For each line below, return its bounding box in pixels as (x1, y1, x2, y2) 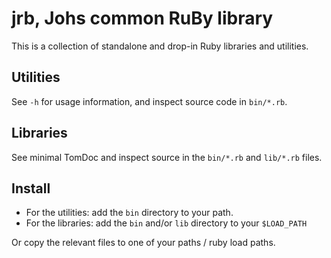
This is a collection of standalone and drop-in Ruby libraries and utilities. (11, 40, 309, 52)
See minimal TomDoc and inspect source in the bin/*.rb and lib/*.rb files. (11, 151, 323, 163)
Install (11, 180, 51, 197)
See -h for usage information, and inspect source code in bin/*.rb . (11, 95, 288, 107)
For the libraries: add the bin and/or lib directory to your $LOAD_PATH (25, 217, 308, 229)
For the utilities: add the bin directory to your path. (25, 207, 234, 219)
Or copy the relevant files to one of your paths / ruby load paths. (11, 237, 276, 249)
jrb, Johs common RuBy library (11, 7, 274, 30)
